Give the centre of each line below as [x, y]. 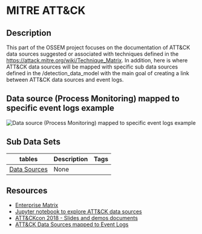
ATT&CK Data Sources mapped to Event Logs [72, 224]
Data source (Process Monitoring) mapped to [93, 99]
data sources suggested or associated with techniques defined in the [93, 54]
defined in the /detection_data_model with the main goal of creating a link [98, 73]
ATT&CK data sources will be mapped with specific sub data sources [92, 67]
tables [28, 159]
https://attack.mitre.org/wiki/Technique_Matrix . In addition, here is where [97, 60]
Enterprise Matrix [37, 205]
